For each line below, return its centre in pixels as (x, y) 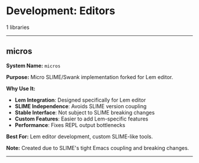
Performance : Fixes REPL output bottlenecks (70, 125)
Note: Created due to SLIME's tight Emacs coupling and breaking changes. (98, 148)
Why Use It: (21, 88)
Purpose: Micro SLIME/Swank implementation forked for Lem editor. (90, 77)
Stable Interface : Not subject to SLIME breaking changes (85, 112)
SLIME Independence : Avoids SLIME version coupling (81, 106)
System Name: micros (33, 66)
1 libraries (18, 27)
